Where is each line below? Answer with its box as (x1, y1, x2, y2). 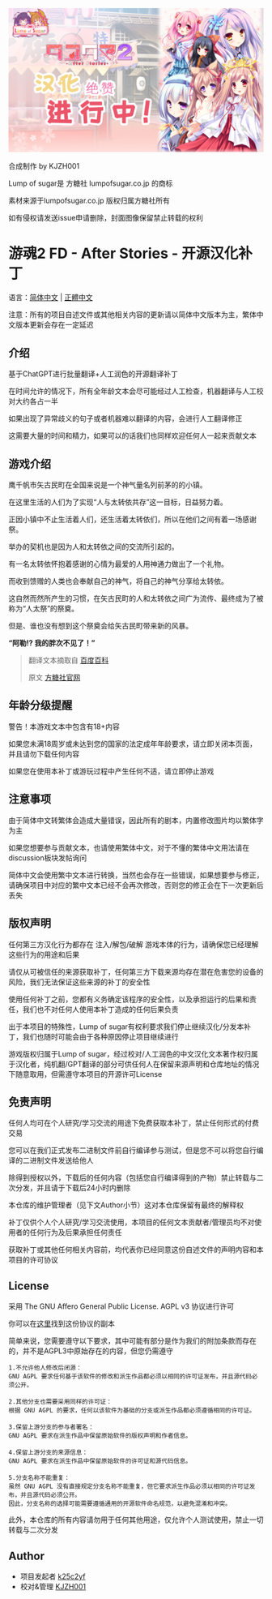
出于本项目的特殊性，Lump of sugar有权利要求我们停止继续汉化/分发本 (8, 1022, 244, 1031)
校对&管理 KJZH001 (19, 1581, 87, 1591)
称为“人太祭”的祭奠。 (8, 604, 79, 614)
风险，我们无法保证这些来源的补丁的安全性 (8, 977, 151, 987)
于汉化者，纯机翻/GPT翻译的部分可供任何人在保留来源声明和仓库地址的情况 (8, 1059, 260, 1069)
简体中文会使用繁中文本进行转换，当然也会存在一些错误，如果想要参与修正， (8, 870, 264, 880)
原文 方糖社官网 (28, 673, 81, 683)
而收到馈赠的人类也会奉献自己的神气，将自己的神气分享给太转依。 (8, 577, 228, 586)
